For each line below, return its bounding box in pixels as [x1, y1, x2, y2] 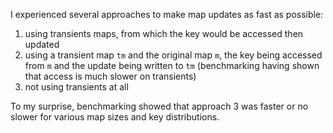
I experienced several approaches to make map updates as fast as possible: [10, 9, 324, 20]
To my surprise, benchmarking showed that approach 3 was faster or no [10, 100, 309, 112]
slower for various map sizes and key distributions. [10, 111, 220, 123]
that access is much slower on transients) [24, 70, 197, 82]
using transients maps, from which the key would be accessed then [24, 28, 304, 39]
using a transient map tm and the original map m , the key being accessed [24, 49, 323, 61]
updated [24, 39, 60, 50]
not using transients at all [24, 81, 129, 93]
